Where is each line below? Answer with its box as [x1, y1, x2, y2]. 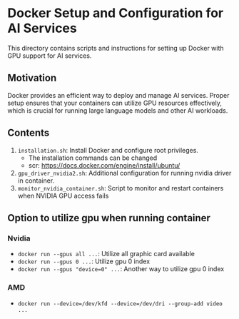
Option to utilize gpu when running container [7, 212, 210, 224]
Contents [7, 127, 50, 139]
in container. [17, 176, 55, 185]
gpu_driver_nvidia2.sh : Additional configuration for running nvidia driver [17, 168, 232, 177]
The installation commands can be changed [28, 153, 158, 162]
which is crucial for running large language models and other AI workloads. [7, 106, 228, 115]
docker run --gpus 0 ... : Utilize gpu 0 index [17, 257, 151, 265]
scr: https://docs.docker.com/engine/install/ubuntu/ [28, 161, 180, 169]
